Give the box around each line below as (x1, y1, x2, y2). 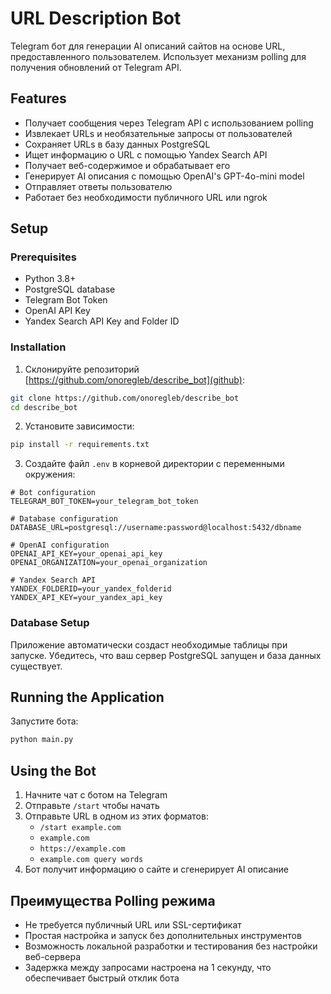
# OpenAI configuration (10, 540, 110, 551)
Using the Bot (10, 762, 97, 779)
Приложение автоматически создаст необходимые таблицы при (10, 638, 288, 651)
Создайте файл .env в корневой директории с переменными (24, 458, 285, 470)
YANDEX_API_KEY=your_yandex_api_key (10, 593, 163, 603)
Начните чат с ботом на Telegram (24, 789, 168, 801)
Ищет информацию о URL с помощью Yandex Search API (24, 148, 268, 161)
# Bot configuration (10, 488, 97, 498)
